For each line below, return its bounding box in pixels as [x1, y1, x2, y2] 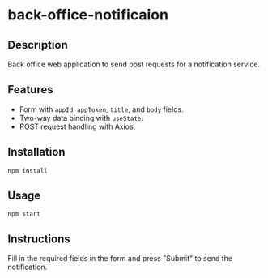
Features [7, 83, 53, 96]
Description [7, 38, 68, 52]
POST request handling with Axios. [19, 122, 136, 131]
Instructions [7, 232, 70, 246]
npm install [7, 166, 48, 175]
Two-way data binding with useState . [19, 113, 143, 122]
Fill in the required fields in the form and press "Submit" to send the [7, 254, 232, 263]
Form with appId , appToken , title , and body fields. [19, 104, 184, 114]
